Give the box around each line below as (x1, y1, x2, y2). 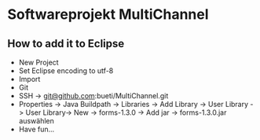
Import (18, 75, 41, 83)
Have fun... (18, 124, 55, 134)
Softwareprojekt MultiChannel (7, 6, 209, 24)
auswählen (18, 116, 54, 125)
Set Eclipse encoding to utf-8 (18, 66, 114, 76)
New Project (18, 57, 60, 67)
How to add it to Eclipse (7, 37, 125, 50)
